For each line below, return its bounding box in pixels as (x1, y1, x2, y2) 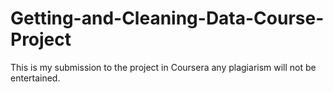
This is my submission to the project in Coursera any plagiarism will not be (10, 61, 317, 73)
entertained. (10, 72, 61, 84)
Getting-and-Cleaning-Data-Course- (10, 7, 325, 30)
